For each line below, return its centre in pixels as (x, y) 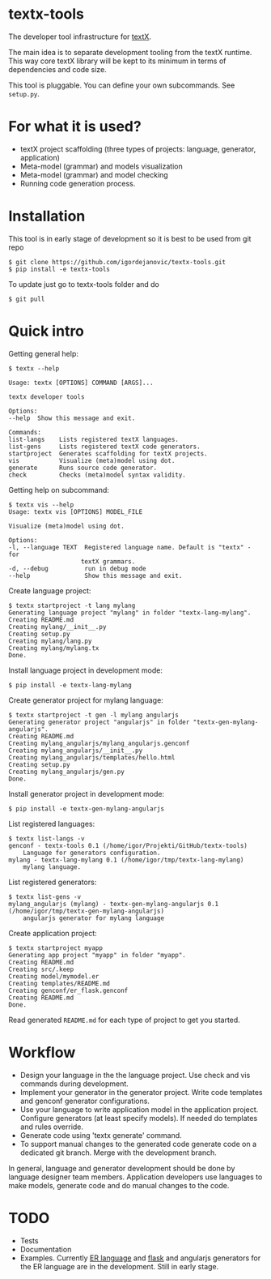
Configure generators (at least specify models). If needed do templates (139, 1118)
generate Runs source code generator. (83, 468)
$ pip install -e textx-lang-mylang (70, 685)
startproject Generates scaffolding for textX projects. (108, 453)
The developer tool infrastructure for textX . (80, 36)
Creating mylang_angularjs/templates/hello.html (92, 757)
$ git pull (27, 299)
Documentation (46, 1249)
